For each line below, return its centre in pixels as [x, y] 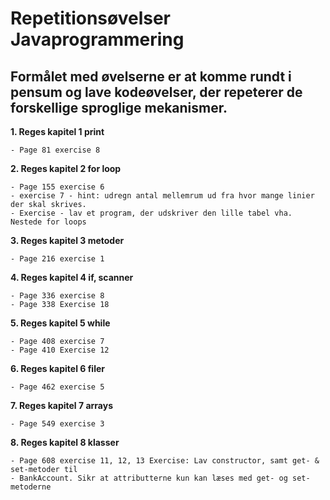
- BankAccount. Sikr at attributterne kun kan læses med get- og [149, 478]
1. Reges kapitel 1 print [57, 131]
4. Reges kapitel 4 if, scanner [72, 277]
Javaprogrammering [97, 39]
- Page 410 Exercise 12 [60, 350]
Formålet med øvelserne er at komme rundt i [151, 76]
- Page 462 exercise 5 [57, 387]
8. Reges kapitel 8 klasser [65, 442]
